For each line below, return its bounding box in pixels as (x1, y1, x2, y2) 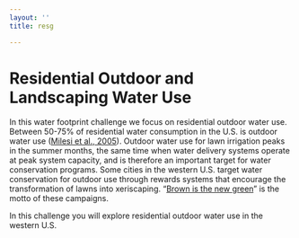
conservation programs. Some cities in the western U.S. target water (9, 164, 263, 175)
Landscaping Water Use (9, 87, 192, 108)
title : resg (9, 22, 54, 31)
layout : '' (9, 13, 50, 22)
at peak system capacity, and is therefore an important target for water (9, 154, 271, 166)
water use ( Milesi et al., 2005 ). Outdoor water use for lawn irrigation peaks (9, 136, 286, 146)
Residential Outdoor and (9, 68, 195, 88)
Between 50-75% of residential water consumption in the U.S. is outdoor (9, 127, 278, 137)
